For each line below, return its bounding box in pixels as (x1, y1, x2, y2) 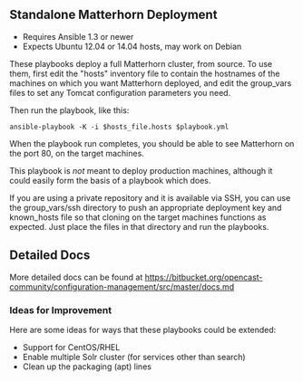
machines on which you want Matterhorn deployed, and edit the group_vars (9, 77, 292, 89)
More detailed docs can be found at (9, 271, 143, 282)
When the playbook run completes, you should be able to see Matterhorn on (9, 138, 295, 148)
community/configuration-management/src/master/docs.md (9, 281, 235, 292)
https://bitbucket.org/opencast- (144, 271, 263, 282)
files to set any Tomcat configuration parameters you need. (9, 87, 231, 98)
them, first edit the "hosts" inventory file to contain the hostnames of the (9, 68, 280, 79)
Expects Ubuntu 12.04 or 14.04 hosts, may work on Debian (22, 41, 242, 52)
